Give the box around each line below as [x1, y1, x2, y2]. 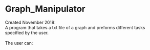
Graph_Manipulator [5, 3, 86, 15]
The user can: [5, 40, 33, 46]
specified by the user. [5, 30, 49, 35]
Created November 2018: [5, 19, 56, 25]
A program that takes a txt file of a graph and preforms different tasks [5, 24, 145, 30]
